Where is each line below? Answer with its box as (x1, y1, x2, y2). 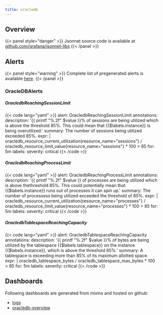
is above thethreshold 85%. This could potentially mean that (5, 183, 126, 189)
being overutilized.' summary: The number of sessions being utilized (5, 128, 142, 134)
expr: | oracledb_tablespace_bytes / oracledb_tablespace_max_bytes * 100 (5, 258, 155, 264)
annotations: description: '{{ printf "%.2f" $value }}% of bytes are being (5, 237, 149, 243)
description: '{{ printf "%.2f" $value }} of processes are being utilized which (5, 177, 158, 183)
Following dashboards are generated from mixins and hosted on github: (5, 290, 148, 296)
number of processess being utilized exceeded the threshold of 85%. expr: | (5, 193, 158, 199)
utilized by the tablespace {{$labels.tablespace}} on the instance (5, 242, 135, 248)
